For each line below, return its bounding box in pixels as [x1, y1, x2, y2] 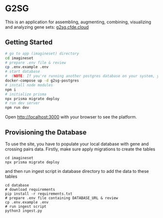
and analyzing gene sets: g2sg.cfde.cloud [5, 24, 89, 30]
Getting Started [5, 38, 53, 47]
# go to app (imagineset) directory [5, 51, 79, 56]
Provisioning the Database [5, 128, 87, 136]
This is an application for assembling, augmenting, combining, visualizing [5, 19, 151, 25]
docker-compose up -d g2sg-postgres [5, 78, 79, 83]
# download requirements [5, 187, 55, 192]
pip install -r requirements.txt [5, 191, 73, 196]
